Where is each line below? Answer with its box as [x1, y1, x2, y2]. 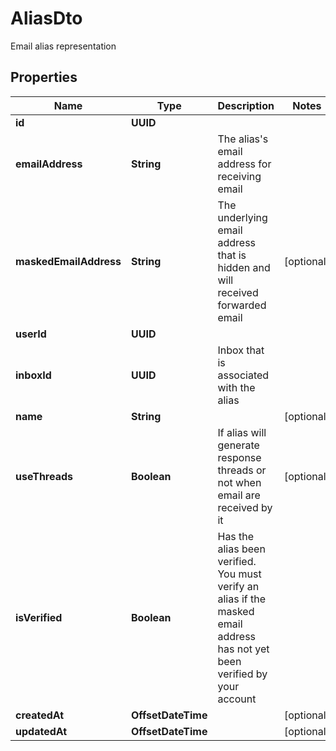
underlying [217, 210, 268, 224]
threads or [217, 463, 267, 477]
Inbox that [217, 343, 265, 357]
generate [217, 438, 260, 452]
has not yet [217, 642, 270, 656]
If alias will [217, 425, 267, 439]
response [217, 450, 262, 464]
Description [217, 98, 275, 112]
